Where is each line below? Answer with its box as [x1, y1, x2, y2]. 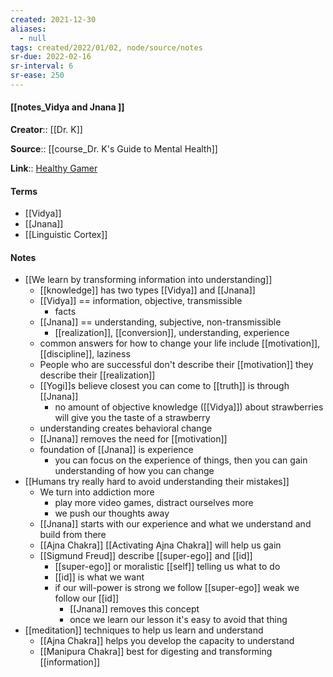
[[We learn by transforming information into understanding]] [24, 274, 273, 286]
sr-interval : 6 [10, 61, 74, 71]
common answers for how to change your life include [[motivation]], [39, 337, 321, 350]
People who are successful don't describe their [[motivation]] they [39, 359, 314, 371]
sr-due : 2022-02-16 [10, 52, 92, 62]
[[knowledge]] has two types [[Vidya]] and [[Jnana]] [39, 284, 256, 296]
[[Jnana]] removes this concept [69, 603, 200, 615]
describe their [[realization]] [39, 369, 156, 381]
